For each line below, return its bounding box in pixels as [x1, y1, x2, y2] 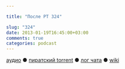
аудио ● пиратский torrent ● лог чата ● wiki [6, 57, 120, 64]
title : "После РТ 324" [6, 13, 62, 19]
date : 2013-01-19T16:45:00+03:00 [6, 30, 89, 36]
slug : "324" [6, 24, 36, 30]
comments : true [6, 35, 44, 41]
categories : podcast [6, 40, 57, 47]
